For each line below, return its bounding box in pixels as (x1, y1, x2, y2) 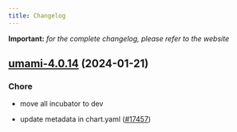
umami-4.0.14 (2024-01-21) (8, 57, 149, 70)
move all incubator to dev (19, 99, 104, 109)
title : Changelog (8, 11, 66, 20)
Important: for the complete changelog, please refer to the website (8, 34, 230, 43)
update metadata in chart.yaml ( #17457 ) (19, 114, 152, 124)
